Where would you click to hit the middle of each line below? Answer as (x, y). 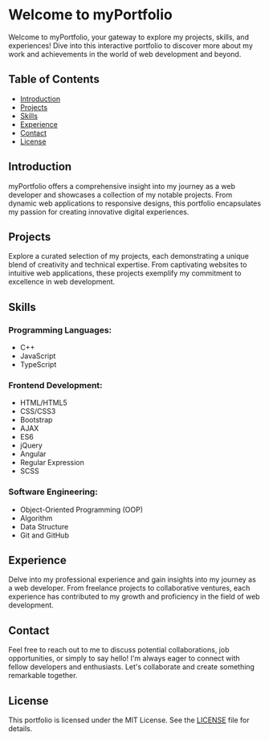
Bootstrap (36, 420)
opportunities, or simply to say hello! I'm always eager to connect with (124, 658)
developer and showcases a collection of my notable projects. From (120, 194)
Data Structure (44, 526)
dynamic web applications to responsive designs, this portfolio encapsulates (135, 203)
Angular (33, 454)
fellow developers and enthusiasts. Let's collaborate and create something (132, 667)
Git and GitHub (45, 535)
